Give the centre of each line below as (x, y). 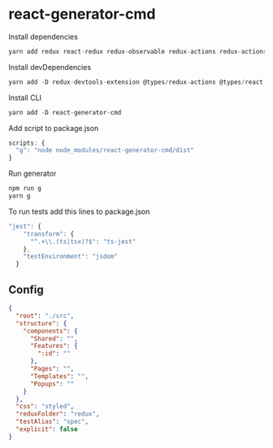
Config (26, 289)
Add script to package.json (54, 128)
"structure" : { (41, 323)
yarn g (19, 196)
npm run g (25, 189)
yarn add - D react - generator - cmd (65, 112)
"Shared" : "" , (54, 338)
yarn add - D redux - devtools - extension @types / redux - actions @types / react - (138, 82)
